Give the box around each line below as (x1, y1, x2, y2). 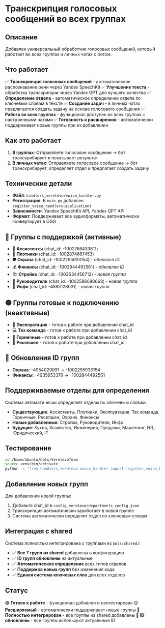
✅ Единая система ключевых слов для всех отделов (12, 571, 125, 578)
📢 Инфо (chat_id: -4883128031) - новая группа (12, 284, 110, 290)
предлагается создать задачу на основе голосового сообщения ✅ (5, 106, 145, 112)
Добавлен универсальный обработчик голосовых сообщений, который (5, 46, 156, 52)
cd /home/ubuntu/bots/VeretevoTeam (5, 457, 78, 462)
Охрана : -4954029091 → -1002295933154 (12, 367, 101, 373)
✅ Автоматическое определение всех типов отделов (12, 561, 127, 567)
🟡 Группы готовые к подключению (5, 299, 119, 307)
